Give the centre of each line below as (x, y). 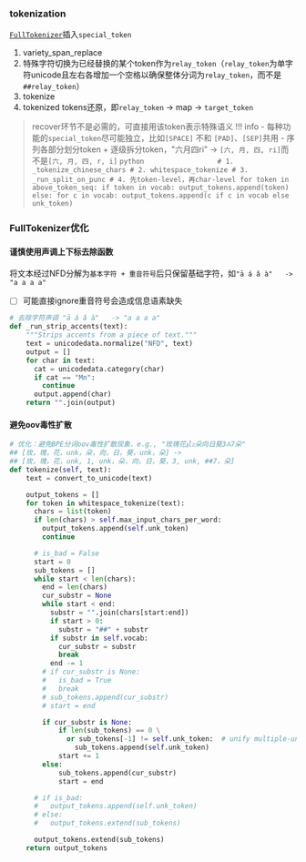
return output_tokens (66, 848)
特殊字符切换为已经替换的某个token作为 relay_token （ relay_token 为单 (153, 64)
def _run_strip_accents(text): (69, 327)
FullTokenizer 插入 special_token (71, 35)
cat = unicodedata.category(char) (99, 369)
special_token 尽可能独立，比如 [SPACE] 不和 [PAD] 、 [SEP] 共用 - (166, 138)
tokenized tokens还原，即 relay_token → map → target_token (138, 107)
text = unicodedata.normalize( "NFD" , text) (110, 344)
